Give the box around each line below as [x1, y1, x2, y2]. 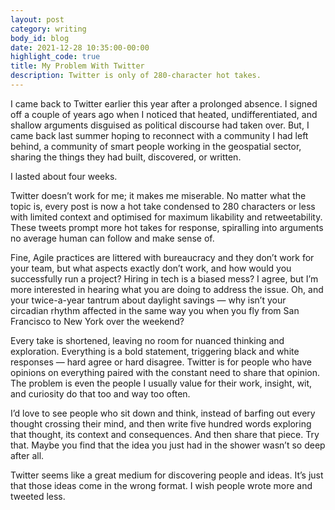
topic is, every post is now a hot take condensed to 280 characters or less [10, 200, 316, 212]
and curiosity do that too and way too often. [10, 387, 191, 400]
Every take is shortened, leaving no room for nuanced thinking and [10, 334, 285, 346]
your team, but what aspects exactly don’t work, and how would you [10, 262, 292, 274]
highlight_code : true [10, 52, 101, 62]
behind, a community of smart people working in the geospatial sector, [10, 140, 302, 152]
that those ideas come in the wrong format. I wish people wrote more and [10, 479, 313, 491]
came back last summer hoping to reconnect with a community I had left [10, 129, 309, 141]
